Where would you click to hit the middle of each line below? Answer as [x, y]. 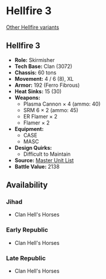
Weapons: [27, 97]
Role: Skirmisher [35, 60]
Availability [27, 185]
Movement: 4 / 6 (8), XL [44, 78]
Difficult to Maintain [47, 154]
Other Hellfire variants [33, 27]
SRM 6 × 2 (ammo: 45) [51, 110]
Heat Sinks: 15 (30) [38, 91]
